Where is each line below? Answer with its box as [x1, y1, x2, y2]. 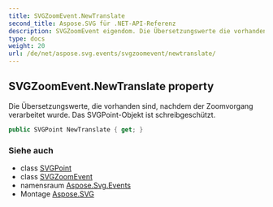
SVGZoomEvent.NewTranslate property [8, 80, 214, 93]
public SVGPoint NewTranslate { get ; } [8, 125, 144, 134]
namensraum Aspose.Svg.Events [19, 180, 132, 190]
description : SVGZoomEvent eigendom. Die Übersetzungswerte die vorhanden [8, 27, 267, 35]
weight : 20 [8, 42, 45, 50]
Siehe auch [8, 144, 54, 156]
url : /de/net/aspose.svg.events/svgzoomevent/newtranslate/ [8, 50, 217, 58]
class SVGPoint [19, 163, 71, 173]
